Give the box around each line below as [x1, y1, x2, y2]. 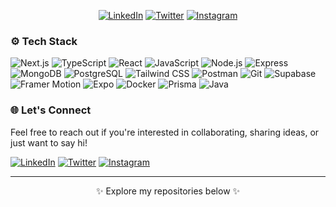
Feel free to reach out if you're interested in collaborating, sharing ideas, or [10, 126, 320, 138]
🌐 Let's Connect [10, 103, 92, 117]
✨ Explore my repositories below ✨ [95, 185, 241, 197]
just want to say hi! [10, 136, 88, 149]
